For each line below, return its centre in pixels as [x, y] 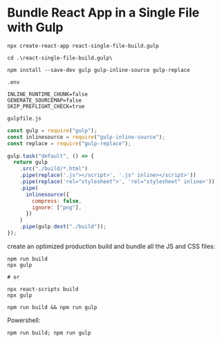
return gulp [31, 163]
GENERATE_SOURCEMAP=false [44, 100]
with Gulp [35, 27]
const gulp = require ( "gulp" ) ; [52, 130]
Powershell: [24, 320]
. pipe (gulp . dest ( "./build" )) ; [63, 227]
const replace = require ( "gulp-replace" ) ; [69, 143]
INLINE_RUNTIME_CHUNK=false [48, 94]
